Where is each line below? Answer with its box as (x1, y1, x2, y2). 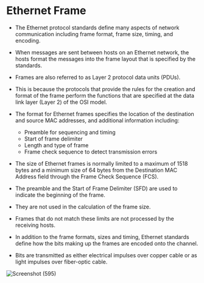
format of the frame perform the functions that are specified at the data (15, 92, 195, 99)
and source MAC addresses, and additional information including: (15, 117, 180, 124)
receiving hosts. (15, 221, 56, 229)
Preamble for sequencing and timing (24, 128, 116, 136)
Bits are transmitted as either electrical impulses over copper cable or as (15, 251, 197, 259)
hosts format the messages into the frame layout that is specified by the (15, 55, 196, 62)
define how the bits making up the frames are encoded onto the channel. (15, 240, 199, 247)
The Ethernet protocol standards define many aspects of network (15, 24, 180, 31)
